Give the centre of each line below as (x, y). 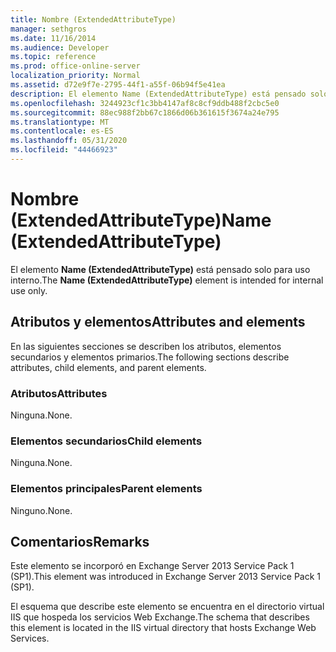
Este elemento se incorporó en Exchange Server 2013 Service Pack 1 (152, 566)
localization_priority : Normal (75, 76)
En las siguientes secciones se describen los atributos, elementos (146, 346)
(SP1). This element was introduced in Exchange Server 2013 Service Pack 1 (166, 577)
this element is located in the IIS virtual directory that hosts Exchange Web (163, 628)
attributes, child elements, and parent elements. (108, 367)
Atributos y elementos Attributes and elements (158, 322)
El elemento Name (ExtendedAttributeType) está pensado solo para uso (160, 269)
